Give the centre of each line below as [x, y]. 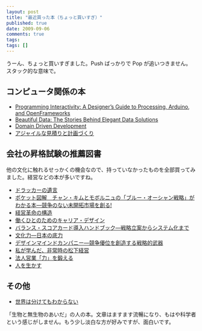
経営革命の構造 [33, 212]
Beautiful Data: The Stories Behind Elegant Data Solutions [87, 119]
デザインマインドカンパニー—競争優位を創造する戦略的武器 [89, 242]
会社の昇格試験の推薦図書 [54, 154]
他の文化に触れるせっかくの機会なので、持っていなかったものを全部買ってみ [101, 169]
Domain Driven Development [51, 126]
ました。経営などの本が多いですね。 [51, 177]
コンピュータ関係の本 [46, 92]
